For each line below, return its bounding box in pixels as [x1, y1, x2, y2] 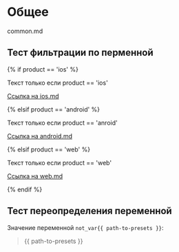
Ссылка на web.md [7, 171, 63, 180]
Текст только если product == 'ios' [7, 78, 108, 87]
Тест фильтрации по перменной [7, 47, 154, 59]
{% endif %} [7, 185, 43, 193]
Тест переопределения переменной [7, 205, 172, 217]
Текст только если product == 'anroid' [7, 118, 118, 127]
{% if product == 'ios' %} [7, 65, 79, 73]
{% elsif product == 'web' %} [7, 145, 91, 154]
